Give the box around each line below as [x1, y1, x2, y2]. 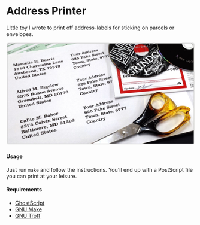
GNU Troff [14, 212, 41, 219]
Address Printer [6, 4, 87, 18]
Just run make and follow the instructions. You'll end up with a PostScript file [6, 166, 193, 173]
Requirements [6, 186, 43, 193]
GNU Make [14, 206, 43, 213]
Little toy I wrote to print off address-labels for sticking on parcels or [6, 24, 175, 31]
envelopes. [6, 30, 34, 37]
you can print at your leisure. [6, 172, 77, 180]
